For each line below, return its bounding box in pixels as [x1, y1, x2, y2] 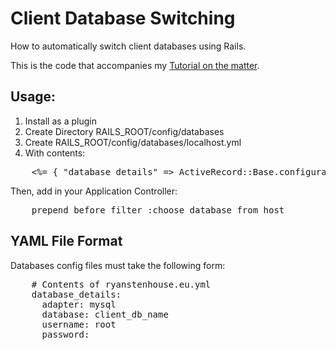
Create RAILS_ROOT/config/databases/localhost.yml [24, 136, 242, 148]
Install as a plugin [24, 115, 97, 127]
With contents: [24, 147, 86, 159]
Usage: [10, 88, 57, 106]
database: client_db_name [41, 308, 169, 320]
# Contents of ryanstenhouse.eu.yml [31, 278, 212, 290]
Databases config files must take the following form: [10, 259, 226, 271]
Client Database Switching [10, 7, 236, 30]
